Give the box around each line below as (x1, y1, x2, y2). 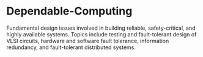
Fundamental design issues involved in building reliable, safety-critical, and (6, 24, 196, 32)
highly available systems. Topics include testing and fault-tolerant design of (6, 30, 197, 38)
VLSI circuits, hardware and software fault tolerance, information (6, 37, 169, 44)
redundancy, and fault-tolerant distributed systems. (6, 44, 136, 51)
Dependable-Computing (6, 4, 133, 18)
